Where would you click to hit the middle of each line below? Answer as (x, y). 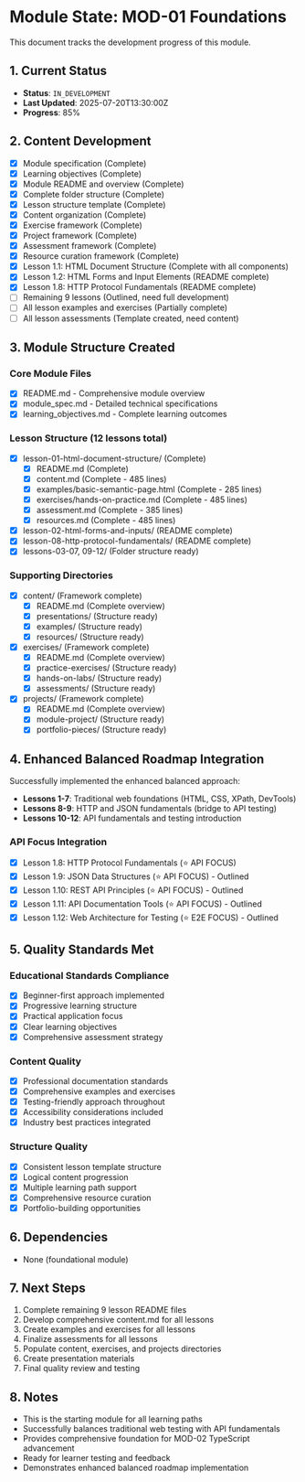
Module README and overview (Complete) (103, 184)
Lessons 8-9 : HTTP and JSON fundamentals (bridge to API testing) (149, 809)
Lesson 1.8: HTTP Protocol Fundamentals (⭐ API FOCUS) (130, 863)
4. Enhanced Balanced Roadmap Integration (137, 759)
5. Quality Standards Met (82, 950)
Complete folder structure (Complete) (94, 194)
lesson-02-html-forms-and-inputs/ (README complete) (127, 531)
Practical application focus (73, 1016)
